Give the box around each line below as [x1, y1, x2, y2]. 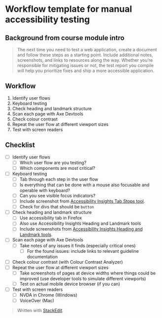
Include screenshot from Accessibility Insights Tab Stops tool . [19, 199, 145, 204]
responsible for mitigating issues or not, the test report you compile [17, 63, 154, 68]
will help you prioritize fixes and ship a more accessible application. [17, 68, 154, 74]
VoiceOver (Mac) [19, 298, 54, 303]
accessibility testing [5, 14, 90, 25]
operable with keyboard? [19, 188, 70, 193]
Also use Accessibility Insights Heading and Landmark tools [19, 221, 141, 227]
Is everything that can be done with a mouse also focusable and [19, 182, 150, 188]
